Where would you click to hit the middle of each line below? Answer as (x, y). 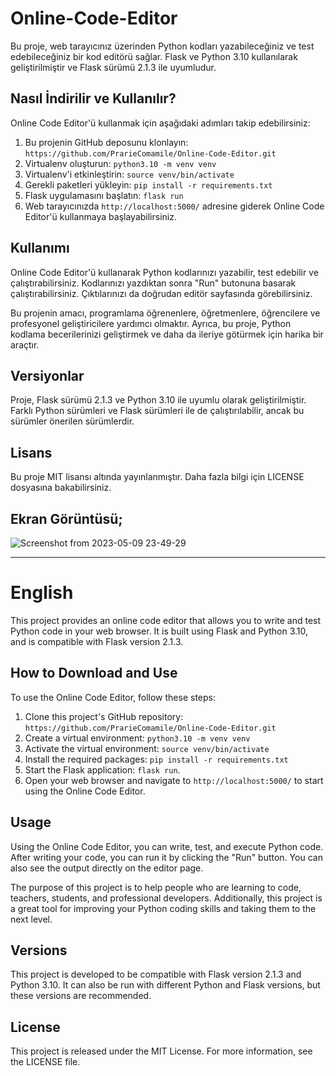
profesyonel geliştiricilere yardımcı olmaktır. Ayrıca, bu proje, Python (151, 323)
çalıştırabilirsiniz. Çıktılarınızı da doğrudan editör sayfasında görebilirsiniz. (161, 293)
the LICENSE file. (45, 1062)
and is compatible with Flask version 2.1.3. (97, 641)
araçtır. (25, 344)
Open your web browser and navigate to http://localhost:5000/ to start (174, 780)
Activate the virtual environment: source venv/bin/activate (147, 748)
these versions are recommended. (81, 996)
